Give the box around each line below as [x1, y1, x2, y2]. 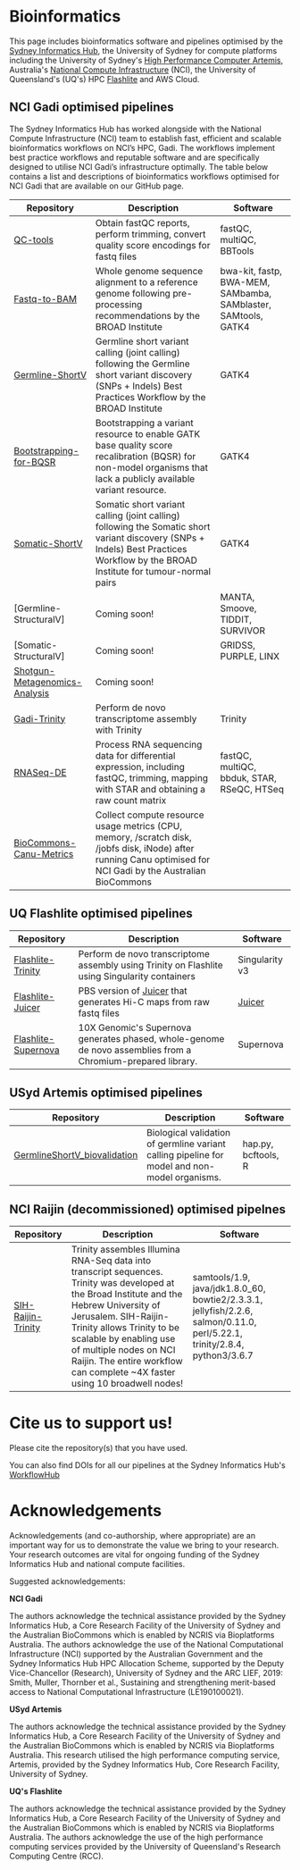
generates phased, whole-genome [78, 1032, 225, 1044]
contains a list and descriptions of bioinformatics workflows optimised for [9, 171, 279, 181]
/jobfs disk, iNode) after [95, 842, 195, 854]
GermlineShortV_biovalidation [13, 1149, 138, 1161]
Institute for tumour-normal [95, 565, 212, 577]
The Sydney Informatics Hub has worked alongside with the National [9, 123, 262, 134]
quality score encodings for [95, 239, 211, 251]
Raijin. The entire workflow [71, 1355, 183, 1368]
